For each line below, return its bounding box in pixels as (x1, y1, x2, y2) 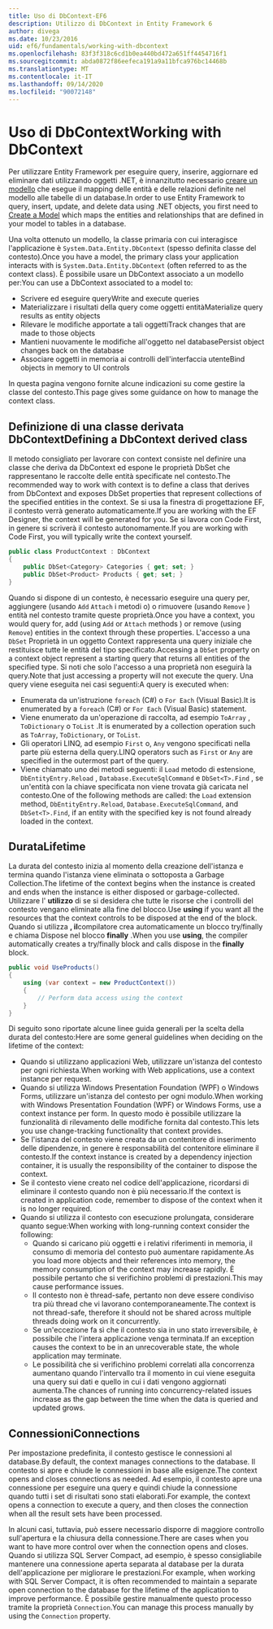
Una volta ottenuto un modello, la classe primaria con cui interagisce (8, 235, 238, 244)
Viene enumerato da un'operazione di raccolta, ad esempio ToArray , (19, 712, 250, 722)
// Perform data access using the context (37, 994, 184, 1002)
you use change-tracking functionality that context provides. (19, 1126, 223, 1136)
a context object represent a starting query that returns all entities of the (8, 653, 250, 663)
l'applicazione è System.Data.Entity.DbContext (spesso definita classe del (8, 244, 257, 253)
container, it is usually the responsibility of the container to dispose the (19, 1161, 258, 1170)
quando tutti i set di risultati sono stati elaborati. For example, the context (8, 1491, 251, 1501)
